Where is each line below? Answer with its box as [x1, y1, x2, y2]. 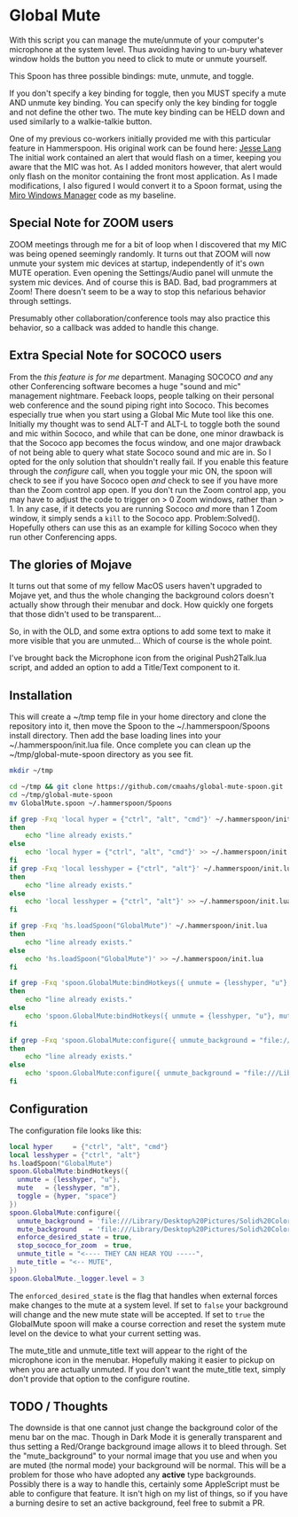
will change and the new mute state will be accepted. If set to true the [9, 1309, 265, 1319]
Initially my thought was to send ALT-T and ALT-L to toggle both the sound [9, 418, 281, 429]
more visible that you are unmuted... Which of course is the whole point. [9, 636, 272, 646]
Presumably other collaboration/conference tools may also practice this [9, 312, 271, 324]
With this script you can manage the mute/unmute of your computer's [9, 35, 264, 45]
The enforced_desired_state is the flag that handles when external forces [9, 1290, 278, 1301]
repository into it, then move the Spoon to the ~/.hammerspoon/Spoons [9, 721, 271, 731]
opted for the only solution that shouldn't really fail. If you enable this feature [9, 456, 289, 466]
